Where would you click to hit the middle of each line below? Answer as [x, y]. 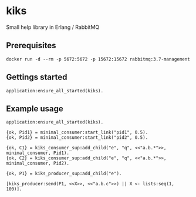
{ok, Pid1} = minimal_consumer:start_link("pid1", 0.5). [77, 133]
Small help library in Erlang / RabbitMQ [53, 27]
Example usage [35, 108]
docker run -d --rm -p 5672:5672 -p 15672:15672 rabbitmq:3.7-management [98, 59]
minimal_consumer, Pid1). [38, 153]
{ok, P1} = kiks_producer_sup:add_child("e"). [64, 174]
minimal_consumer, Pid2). [38, 163]
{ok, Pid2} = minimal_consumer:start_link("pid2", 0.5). [77, 138]
